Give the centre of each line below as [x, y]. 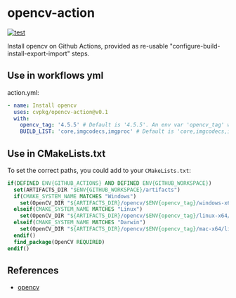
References [33, 270]
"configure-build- [195, 46]
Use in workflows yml [55, 76]
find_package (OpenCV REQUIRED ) [59, 242]
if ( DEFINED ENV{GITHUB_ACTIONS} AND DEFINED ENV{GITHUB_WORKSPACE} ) [110, 183]
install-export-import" [39, 53]
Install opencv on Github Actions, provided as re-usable [88, 46]
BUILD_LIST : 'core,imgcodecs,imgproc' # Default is [97, 131]
